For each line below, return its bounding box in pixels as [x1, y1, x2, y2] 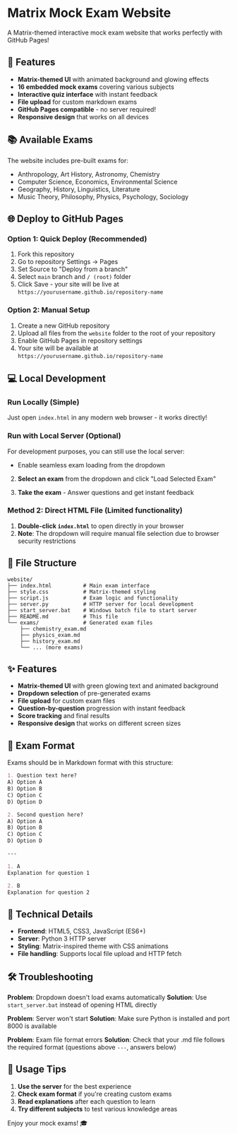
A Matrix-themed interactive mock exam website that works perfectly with [7, 28, 223, 37]
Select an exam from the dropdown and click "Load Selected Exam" [17, 475, 217, 483]
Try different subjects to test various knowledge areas [17, 1104, 178, 1113]
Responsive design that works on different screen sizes [17, 719, 181, 728]
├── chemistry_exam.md [20, 625, 87, 633]
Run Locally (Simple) [7, 397, 80, 407]
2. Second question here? [7, 811, 83, 818]
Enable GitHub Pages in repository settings [17, 336, 142, 345]
